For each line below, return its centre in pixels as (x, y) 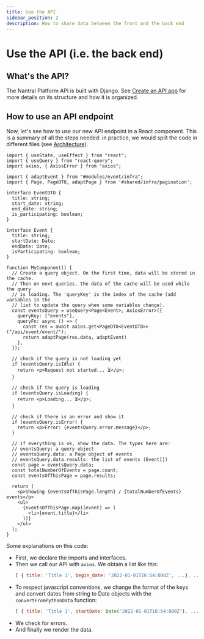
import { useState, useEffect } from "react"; (67, 156)
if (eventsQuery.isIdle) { (46, 364)
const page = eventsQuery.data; (53, 465)
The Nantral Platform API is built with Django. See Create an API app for (96, 91)
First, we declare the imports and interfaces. (71, 558)
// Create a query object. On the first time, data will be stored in (104, 273)
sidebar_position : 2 (33, 18)
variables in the (28, 300)
